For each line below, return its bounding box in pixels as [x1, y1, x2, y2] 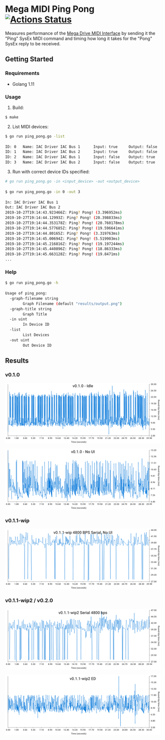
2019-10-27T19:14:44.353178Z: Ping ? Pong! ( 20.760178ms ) [5, 221, 125, 225]
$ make [5, 114, 19, 119]
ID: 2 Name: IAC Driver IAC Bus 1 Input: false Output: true [5, 154, 155, 160]
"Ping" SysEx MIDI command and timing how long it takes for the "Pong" [5, 36, 153, 41]
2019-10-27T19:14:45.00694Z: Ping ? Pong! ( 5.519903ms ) [5, 236, 120, 241]
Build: [12, 105, 24, 111]
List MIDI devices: [12, 123, 49, 129]
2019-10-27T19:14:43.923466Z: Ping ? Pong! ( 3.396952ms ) [5, 210, 122, 215]
